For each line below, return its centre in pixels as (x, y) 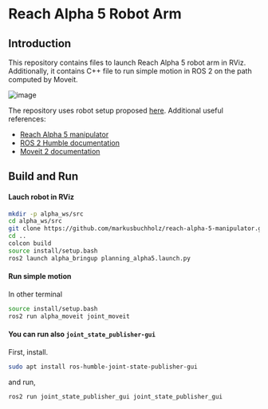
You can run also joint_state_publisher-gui (82, 334)
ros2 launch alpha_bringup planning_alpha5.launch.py (100, 258)
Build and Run (43, 177)
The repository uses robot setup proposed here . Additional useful (116, 110)
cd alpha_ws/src (35, 221)
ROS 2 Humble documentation (70, 143)
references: (27, 119)
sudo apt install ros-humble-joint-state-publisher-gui (103, 367)
